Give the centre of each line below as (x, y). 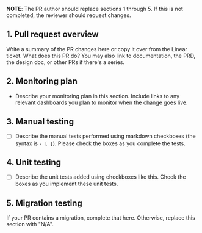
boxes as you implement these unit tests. (67, 184)
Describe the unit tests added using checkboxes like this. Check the (100, 177)
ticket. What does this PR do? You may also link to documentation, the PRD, (101, 56)
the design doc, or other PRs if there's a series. (66, 62)
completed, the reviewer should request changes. (69, 15)
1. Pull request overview (52, 34)
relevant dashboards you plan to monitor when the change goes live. (101, 102)
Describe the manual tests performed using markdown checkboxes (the (106, 136)
